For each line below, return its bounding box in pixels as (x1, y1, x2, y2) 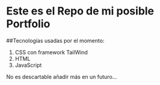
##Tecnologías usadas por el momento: (6, 37, 105, 44)
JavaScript (14, 61, 42, 69)
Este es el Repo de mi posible (6, 4, 155, 18)
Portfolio (6, 17, 51, 31)
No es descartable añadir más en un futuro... (6, 73, 117, 80)
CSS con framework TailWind (14, 48, 88, 55)
